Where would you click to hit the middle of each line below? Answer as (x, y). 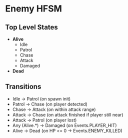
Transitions (23, 87)
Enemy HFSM (34, 9)
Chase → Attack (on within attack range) (54, 109)
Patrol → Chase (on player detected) (50, 104)
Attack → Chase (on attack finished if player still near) (68, 114)
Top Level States (32, 27)
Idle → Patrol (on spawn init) (41, 98)
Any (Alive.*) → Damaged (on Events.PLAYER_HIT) (64, 125)
